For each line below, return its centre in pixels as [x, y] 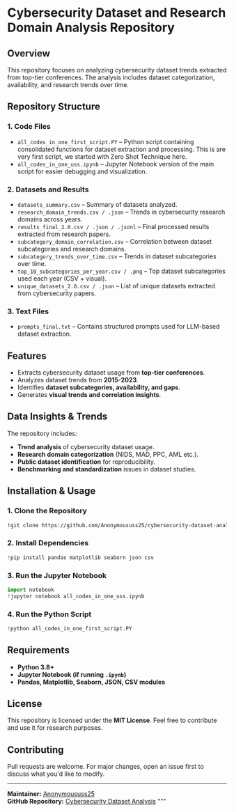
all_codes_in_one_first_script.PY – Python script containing [106, 141]
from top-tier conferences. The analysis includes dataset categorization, [111, 77]
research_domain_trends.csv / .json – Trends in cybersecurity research [121, 212]
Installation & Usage [52, 491]
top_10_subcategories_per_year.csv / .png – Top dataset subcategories [122, 271]
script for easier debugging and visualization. [82, 171]
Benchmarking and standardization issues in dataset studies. [107, 469]
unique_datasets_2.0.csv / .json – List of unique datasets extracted [116, 286]
